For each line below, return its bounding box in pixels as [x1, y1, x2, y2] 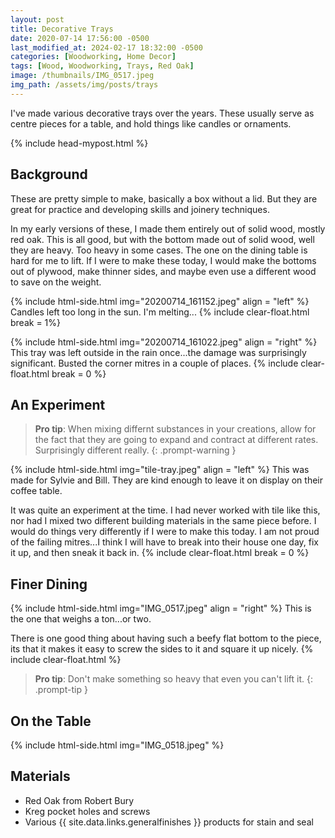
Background [10, 166, 88, 183]
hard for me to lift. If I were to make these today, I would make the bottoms [10, 254, 317, 266]
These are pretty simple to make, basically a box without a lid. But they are [10, 192, 318, 205]
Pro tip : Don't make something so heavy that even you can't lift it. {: [34, 673, 314, 685]
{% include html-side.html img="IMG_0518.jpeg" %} [10, 739, 225, 751]
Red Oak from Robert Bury [24, 794, 135, 806]
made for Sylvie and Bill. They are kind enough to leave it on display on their [10, 474, 324, 486]
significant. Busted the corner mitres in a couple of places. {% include [10, 357, 299, 369]
